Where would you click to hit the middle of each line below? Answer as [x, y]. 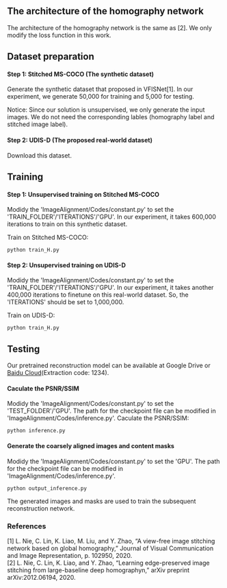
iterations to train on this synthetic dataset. [67, 224]
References [27, 526]
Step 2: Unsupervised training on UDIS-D [67, 265]
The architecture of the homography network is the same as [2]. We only [109, 27]
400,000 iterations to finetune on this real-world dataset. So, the [98, 295]
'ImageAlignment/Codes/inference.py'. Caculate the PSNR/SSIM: [98, 418]
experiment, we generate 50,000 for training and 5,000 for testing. [101, 97]
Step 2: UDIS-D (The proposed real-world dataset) [80, 140]
